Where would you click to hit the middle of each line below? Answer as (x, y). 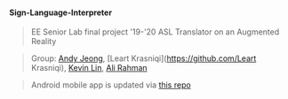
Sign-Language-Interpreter (61, 12)
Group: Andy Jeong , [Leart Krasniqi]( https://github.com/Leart (144, 58)
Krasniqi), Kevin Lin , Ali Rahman (89, 68)
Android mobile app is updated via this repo (111, 85)
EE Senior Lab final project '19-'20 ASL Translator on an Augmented (155, 32)
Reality (44, 42)
